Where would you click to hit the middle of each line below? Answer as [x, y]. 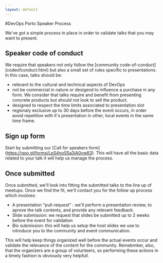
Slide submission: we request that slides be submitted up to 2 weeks [81, 215]
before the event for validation [42, 220]
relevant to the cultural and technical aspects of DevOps [68, 85]
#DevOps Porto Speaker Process [38, 23]
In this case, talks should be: [34, 75]
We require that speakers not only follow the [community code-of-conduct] [81, 65]
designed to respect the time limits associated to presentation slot [78, 105]
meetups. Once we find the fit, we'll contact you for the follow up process [79, 191]
